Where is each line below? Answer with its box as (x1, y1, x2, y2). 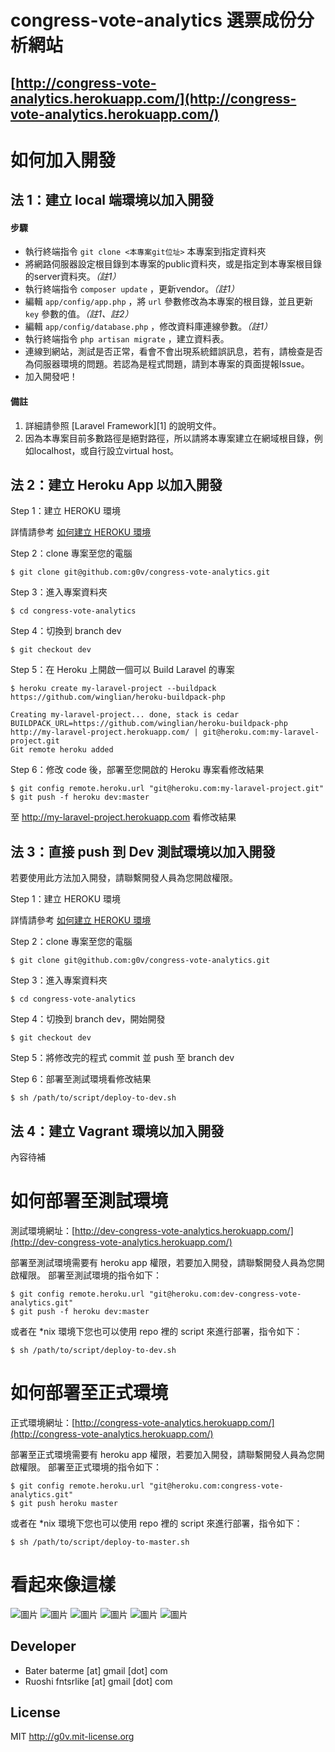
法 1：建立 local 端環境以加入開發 (10, 192, 214, 209)
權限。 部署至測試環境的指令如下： (18, 1269, 162, 1281)
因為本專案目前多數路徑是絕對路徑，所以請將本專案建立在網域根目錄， (24, 432, 315, 444)
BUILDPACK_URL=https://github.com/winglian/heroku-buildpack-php (10, 719, 288, 729)
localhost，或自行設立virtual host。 (33, 444, 180, 456)
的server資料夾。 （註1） (24, 271, 122, 283)
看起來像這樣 (10, 1574, 117, 1596)
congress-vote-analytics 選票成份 (10, 9, 297, 32)
